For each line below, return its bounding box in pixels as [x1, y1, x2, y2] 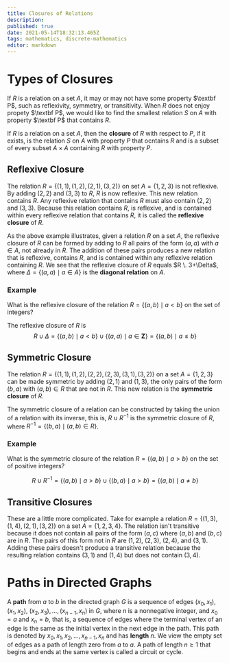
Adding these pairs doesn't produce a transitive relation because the [7, 543, 201, 552]
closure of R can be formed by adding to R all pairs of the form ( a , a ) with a [7, 239, 219, 247]
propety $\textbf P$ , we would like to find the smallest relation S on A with [7, 108, 217, 117]
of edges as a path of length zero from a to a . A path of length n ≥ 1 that [7, 640, 211, 649]
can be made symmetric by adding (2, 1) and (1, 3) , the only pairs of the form [7, 377, 223, 385]
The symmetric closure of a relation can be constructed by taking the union [7, 405, 220, 413]
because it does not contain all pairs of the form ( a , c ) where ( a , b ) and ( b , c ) [7, 529, 223, 537]
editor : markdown [7, 42, 57, 49]
